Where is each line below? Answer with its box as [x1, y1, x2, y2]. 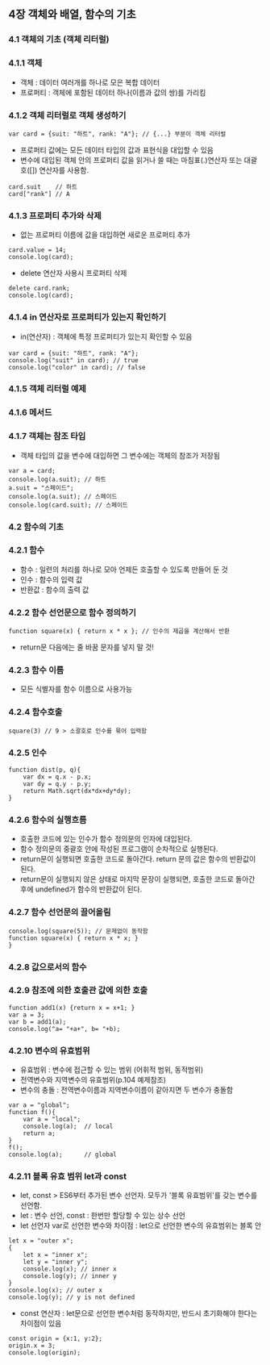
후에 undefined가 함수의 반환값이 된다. [19, 884, 143, 894]
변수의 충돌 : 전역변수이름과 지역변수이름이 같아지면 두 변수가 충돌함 [19, 1085, 234, 1095]
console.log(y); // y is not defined [8, 1293, 135, 1301]
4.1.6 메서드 [8, 407, 52, 418]
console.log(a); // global [8, 1150, 117, 1159]
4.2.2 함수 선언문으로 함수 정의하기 [8, 607, 137, 618]
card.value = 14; [8, 246, 67, 254]
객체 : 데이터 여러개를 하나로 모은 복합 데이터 [19, 77, 160, 87]
